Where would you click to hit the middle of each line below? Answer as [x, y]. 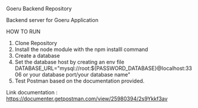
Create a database [37, 55]
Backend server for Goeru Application [52, 20]
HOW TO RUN [23, 31]
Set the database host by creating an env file [69, 62]
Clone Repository [36, 43]
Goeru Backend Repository [39, 9]
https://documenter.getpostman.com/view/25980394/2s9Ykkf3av [87, 99]
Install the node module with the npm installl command [81, 49]
